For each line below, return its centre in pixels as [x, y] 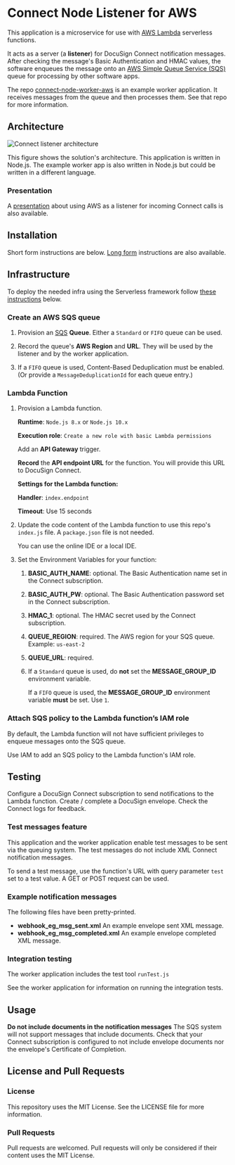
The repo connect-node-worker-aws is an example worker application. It [112, 89]
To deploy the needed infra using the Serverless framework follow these [112, 291]
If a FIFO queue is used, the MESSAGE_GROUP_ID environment [119, 693]
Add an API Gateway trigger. [59, 449]
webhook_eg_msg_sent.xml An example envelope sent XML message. [121, 925]
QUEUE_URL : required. [61, 658]
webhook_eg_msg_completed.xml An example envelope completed [116, 933]
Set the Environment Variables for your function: [87, 560]
